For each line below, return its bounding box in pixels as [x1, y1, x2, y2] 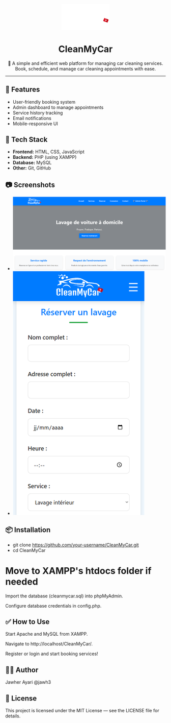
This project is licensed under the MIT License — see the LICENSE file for [5, 707, 159, 713]
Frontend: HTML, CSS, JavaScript [12, 149, 85, 155]
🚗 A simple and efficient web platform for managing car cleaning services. [8, 60, 163, 66]
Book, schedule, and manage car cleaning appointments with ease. [15, 65, 156, 71]
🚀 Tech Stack [5, 135, 48, 144]
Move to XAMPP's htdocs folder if [5, 565, 152, 576]
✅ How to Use [5, 617, 50, 626]
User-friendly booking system [12, 99, 75, 105]
